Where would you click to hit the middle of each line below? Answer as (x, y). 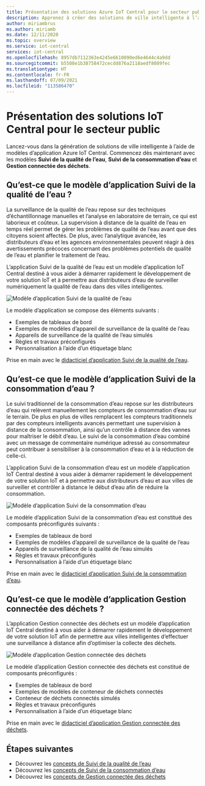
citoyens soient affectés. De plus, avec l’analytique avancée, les (86, 235)
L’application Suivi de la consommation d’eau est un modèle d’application (98, 467)
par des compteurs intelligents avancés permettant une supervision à (94, 423)
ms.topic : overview (31, 40)
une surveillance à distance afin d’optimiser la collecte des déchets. (92, 643)
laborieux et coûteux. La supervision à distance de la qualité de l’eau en (96, 222)
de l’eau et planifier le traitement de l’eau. (58, 255)
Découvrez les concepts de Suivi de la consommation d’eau (90, 770)
